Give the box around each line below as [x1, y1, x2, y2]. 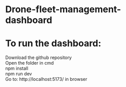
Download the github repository [5, 54, 72, 61]
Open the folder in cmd [5, 60, 54, 66]
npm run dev [5, 71, 32, 77]
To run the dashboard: [5, 38, 102, 49]
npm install [5, 65, 29, 72]
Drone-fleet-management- [5, 4, 121, 15]
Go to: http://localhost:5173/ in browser [5, 76, 88, 82]
